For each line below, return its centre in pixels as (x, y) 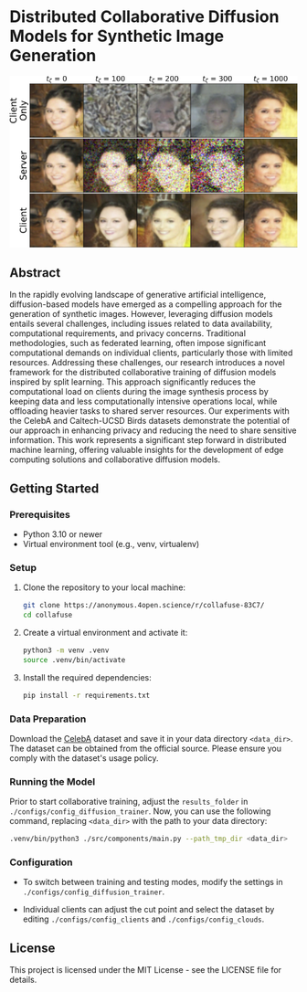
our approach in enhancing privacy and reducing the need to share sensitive (153, 430)
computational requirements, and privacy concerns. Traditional (128, 333)
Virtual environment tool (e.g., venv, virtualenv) (111, 544)
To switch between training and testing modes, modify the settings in (153, 882)
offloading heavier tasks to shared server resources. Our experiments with (149, 411)
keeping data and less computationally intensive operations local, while (143, 401)
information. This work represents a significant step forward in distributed (148, 440)
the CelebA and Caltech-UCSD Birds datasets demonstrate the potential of (150, 421)
